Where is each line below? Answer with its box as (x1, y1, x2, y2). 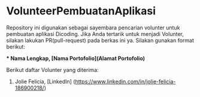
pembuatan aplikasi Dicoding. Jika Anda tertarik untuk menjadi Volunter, (6, 30, 184, 37)
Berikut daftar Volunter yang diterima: (6, 66, 99, 73)
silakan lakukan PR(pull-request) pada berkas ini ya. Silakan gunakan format (6, 37, 195, 44)
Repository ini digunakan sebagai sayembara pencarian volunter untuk (6, 24, 180, 31)
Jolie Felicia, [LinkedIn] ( (14, 78, 75, 85)
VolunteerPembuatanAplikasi (6, 4, 156, 18)
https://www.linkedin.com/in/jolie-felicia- (74, 78, 176, 85)
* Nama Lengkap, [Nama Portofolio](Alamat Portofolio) (6, 54, 146, 62)
